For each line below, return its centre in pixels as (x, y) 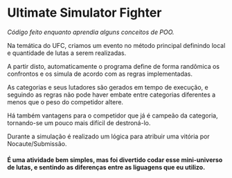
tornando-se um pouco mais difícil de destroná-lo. (79, 122)
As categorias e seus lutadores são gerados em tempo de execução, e (108, 87)
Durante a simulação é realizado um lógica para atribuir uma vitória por (108, 136)
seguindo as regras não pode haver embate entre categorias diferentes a (111, 95)
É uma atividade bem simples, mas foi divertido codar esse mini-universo (115, 160)
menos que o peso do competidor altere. (65, 102)
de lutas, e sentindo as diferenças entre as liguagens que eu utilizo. (106, 167)
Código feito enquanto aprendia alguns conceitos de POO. (91, 32)
